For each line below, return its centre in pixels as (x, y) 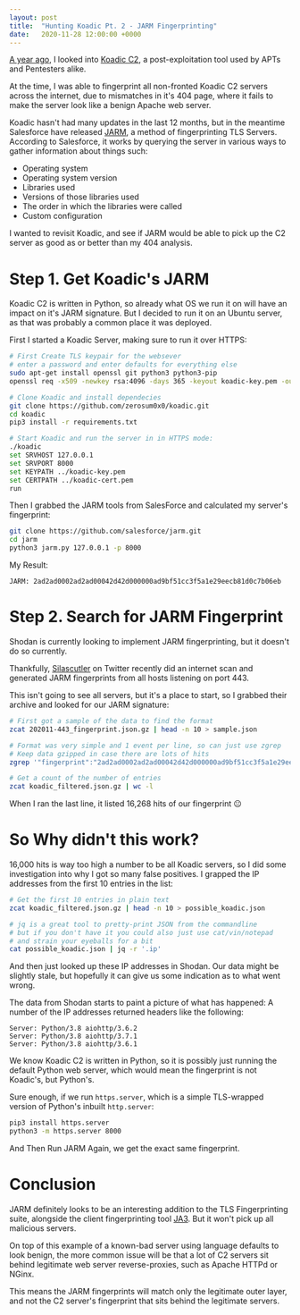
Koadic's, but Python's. (52, 1080)
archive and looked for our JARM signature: (89, 704)
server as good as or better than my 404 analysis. (101, 243)
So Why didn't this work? (104, 840)
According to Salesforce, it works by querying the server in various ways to (148, 142)
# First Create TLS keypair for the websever (95, 357)
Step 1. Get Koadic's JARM (109, 279)
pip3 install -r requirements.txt (74, 422)
